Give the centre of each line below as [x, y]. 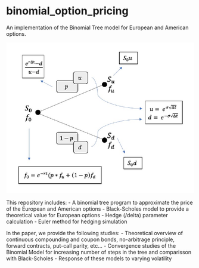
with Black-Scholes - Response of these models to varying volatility [89, 258]
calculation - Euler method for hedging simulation [67, 221]
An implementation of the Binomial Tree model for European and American [97, 27]
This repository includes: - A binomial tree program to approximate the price [99, 203]
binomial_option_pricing [68, 11]
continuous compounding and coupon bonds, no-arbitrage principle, [90, 239]
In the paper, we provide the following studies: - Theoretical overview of [95, 233]
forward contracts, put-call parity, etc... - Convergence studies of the [91, 246]
